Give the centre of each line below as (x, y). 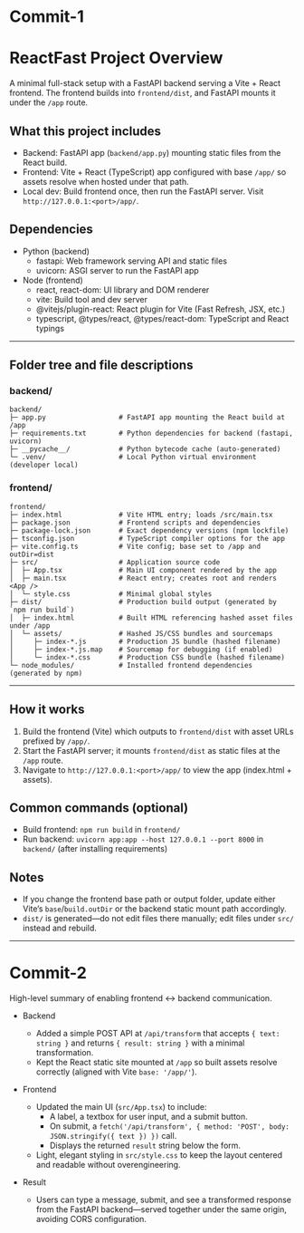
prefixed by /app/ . (56, 741)
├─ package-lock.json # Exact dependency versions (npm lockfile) (149, 530)
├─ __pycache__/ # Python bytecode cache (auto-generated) (145, 449)
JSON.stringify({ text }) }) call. (113, 1136)
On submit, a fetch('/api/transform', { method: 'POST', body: (170, 1126)
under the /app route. (49, 102)
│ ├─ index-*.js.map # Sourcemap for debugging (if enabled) (141, 650)
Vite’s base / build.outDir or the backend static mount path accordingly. (154, 909)
